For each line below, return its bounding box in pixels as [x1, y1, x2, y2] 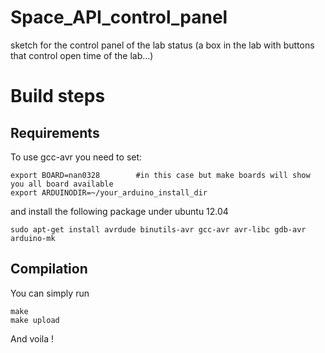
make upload [10, 315, 60, 325]
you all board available [10, 179, 114, 189]
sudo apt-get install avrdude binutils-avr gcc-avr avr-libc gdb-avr [10, 224, 307, 235]
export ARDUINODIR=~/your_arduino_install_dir [10, 187, 208, 198]
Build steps [10, 85, 106, 108]
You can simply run [10, 287, 90, 299]
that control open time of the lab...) [10, 49, 154, 61]
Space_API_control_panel [10, 6, 228, 29]
